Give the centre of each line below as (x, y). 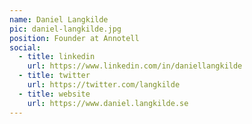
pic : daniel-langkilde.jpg (65, 29)
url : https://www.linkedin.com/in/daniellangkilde (135, 66)
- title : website (54, 94)
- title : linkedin (57, 57)
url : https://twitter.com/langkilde (104, 85)
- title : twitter (54, 76)
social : (25, 47)
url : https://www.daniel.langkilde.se (108, 103)
